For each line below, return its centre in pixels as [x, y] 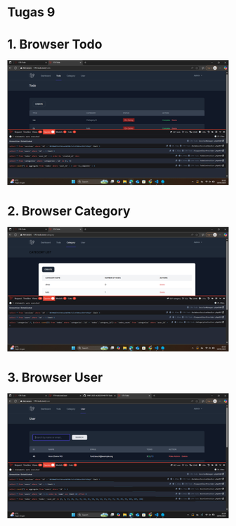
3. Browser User [55, 378]
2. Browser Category [69, 211]
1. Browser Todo [55, 45]
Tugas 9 [31, 12]
